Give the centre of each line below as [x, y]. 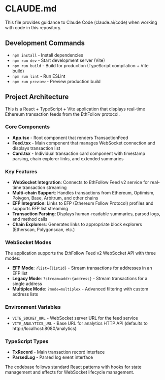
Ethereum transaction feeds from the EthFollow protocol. [63, 114]
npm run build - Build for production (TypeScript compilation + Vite [80, 65]
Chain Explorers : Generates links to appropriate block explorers [77, 224]
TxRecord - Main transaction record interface [58, 352]
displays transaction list [36, 148]
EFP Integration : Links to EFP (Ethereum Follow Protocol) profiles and [83, 203]
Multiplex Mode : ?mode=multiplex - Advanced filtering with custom [80, 289]
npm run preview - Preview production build [56, 81]
